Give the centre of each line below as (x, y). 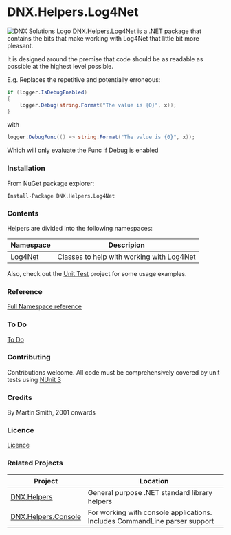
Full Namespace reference (45, 306)
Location (154, 481)
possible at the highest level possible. (60, 66)
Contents (23, 213)
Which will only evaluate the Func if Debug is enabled (83, 150)
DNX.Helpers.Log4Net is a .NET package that (137, 31)
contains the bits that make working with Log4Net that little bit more (103, 38)
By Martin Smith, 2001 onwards (52, 412)
